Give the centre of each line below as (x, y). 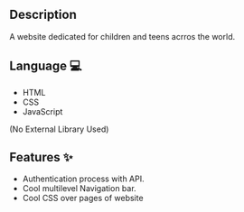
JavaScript (42, 111)
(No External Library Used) (59, 129)
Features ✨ (41, 157)
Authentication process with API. (83, 179)
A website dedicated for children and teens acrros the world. (122, 36)
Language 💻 (46, 66)
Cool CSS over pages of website (83, 198)
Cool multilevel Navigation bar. (80, 189)
